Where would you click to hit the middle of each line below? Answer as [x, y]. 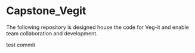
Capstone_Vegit [46, 11]
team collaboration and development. [52, 33]
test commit [21, 45]
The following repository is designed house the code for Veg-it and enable [97, 27]
